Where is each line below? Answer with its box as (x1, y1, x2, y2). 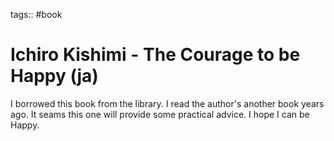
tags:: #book (10, 9, 63, 20)
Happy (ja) (10, 65, 99, 88)
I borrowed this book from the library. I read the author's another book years (10, 97, 325, 109)
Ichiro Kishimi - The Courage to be (10, 44, 301, 66)
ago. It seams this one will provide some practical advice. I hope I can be (10, 108, 310, 120)
